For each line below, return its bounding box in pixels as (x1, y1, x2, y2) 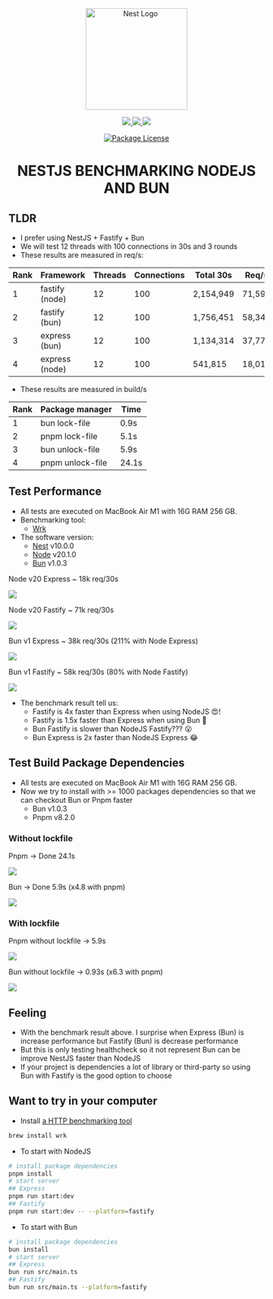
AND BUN (103, 179, 170, 198)
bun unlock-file (40, 444, 100, 455)
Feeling (8, 1005, 47, 1020)
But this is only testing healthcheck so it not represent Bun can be (19, 1045, 241, 1055)
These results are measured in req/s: (19, 251, 144, 259)
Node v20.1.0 (32, 549, 77, 559)
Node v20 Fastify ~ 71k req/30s (8, 604, 115, 614)
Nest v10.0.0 (32, 541, 75, 551)
